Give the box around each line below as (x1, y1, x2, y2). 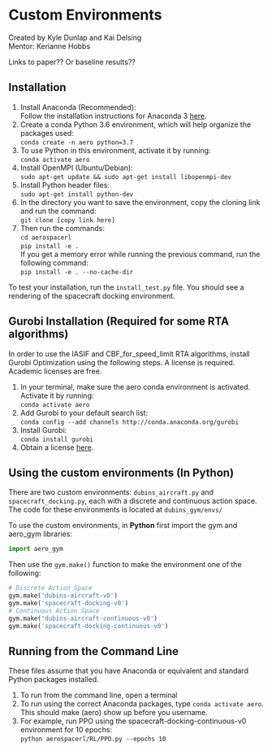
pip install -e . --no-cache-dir (19, 268, 134, 276)
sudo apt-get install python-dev (19, 190, 134, 199)
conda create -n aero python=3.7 (19, 138, 134, 146)
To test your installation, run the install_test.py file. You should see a (8, 282, 245, 292)
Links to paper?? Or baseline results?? (8, 57, 136, 67)
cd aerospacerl (19, 234, 72, 242)
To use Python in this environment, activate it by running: (19, 145, 211, 155)
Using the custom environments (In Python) (8, 465, 234, 479)
